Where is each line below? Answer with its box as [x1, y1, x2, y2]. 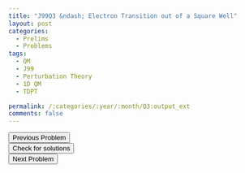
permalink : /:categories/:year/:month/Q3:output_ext [8, 102, 191, 110]
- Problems [15, 42, 53, 50]
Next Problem [12, 155, 54, 163]
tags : [8, 50, 27, 58]
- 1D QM [15, 80, 42, 88]
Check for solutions [12, 144, 71, 153]
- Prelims [15, 34, 49, 43]
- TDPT [15, 87, 38, 96]
